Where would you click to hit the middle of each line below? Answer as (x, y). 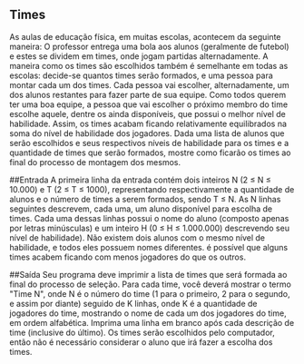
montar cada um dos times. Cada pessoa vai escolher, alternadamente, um (149, 84)
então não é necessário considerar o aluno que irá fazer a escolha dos (141, 342)
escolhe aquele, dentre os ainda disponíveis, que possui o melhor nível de (147, 113)
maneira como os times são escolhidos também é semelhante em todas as (149, 65)
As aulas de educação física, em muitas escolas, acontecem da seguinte (145, 36)
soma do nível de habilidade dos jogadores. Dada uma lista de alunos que (147, 133)
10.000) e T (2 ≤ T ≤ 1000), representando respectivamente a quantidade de (152, 189)
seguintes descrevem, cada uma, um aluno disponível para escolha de (141, 209)
